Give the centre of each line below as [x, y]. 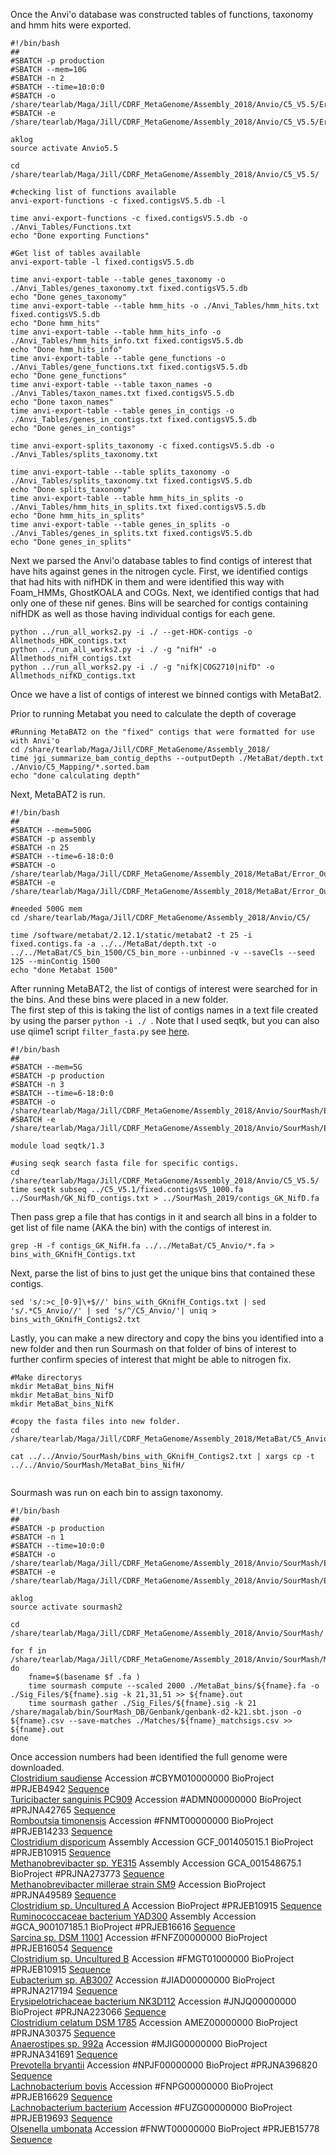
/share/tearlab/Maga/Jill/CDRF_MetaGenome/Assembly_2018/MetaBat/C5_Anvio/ [171, 1439]
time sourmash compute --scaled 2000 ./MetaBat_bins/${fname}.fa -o [174, 1686]
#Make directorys [46, 1378]
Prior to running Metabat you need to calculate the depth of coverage [153, 713]
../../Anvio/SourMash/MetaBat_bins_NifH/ [98, 1465]
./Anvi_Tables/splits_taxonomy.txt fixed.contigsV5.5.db [131, 481]
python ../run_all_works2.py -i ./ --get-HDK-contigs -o [131, 632]
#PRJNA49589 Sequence [63, 1895]
